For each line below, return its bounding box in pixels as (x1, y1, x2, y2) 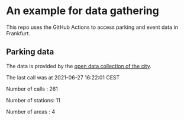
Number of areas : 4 (6, 108, 55, 115)
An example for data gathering (6, 4, 160, 18)
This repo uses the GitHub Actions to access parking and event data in (6, 24, 179, 31)
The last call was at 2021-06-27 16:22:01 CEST (6, 74, 120, 81)
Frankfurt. (6, 29, 31, 36)
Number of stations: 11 (6, 96, 60, 104)
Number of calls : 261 (6, 85, 58, 92)
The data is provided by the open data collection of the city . (6, 62, 152, 69)
